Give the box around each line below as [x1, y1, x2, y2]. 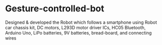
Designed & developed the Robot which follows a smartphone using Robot [5, 19, 158, 25]
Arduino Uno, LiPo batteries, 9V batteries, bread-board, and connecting [5, 30, 152, 36]
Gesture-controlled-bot [5, 3, 104, 14]
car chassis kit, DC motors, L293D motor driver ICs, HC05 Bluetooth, [5, 24, 146, 30]
